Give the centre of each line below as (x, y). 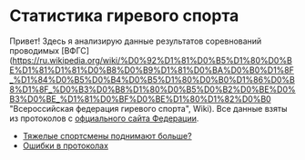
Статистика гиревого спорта (124, 16)
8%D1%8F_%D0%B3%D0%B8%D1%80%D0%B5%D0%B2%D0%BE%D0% (152, 89)
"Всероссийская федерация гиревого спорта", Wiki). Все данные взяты (148, 108)
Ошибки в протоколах (66, 145)
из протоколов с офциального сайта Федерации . (104, 118)
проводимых (35, 50)
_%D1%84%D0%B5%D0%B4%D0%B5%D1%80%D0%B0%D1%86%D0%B (152, 79)
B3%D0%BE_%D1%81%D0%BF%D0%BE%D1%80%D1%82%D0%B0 (140, 99)
